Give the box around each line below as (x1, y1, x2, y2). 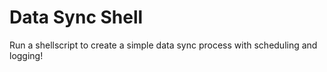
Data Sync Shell (9, 6, 144, 29)
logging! (9, 49, 44, 61)
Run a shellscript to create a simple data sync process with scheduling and (9, 39, 318, 51)
